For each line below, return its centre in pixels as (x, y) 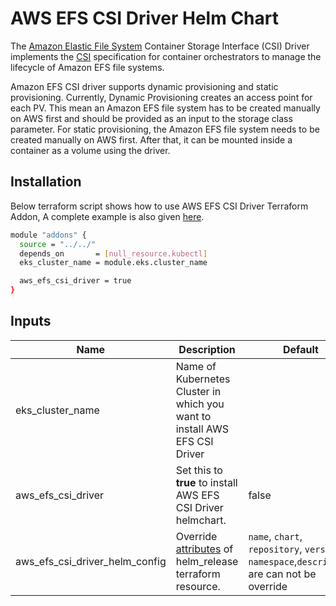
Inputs (31, 321)
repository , (275, 549)
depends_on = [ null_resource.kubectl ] (113, 253)
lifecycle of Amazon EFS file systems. (87, 67)
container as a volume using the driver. (90, 150)
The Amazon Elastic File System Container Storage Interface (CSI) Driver (160, 46)
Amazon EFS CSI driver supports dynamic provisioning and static (144, 86)
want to (193, 416)
